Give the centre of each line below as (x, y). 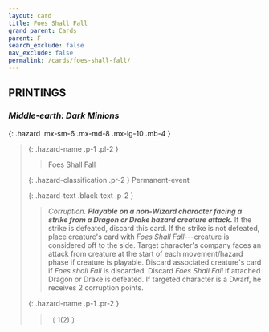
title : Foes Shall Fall (48, 23)
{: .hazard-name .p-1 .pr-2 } (73, 303)
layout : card (30, 16)
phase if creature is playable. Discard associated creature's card (155, 262)
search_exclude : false (46, 46)
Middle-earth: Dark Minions (64, 115)
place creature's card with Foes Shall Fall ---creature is (139, 237)
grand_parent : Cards (43, 30)
